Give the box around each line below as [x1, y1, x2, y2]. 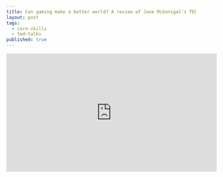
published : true [6, 37, 47, 43]
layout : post [6, 14, 39, 20]
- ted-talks [11, 31, 42, 37]
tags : [6, 20, 20, 26]
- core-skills [11, 25, 47, 32]
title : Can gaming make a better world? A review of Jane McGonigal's [6, 8, 187, 15]
